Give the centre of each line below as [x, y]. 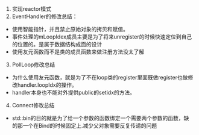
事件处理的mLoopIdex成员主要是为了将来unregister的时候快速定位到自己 [102, 37]
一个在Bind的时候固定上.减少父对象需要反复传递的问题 [90, 126]
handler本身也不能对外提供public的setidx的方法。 [74, 93]
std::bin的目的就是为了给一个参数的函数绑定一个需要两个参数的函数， [98, 118]
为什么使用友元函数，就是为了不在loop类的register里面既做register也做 [100, 77]
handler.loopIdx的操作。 [47, 85]
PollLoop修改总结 [33, 64]
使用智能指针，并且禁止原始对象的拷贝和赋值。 [70, 29]
